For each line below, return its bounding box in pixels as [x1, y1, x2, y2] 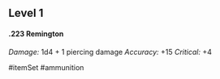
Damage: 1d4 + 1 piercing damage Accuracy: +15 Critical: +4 [8, 47, 213, 56]
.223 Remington [8, 28, 64, 39]
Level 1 [8, 6, 44, 20]
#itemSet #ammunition [8, 62, 84, 72]
